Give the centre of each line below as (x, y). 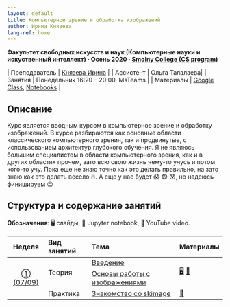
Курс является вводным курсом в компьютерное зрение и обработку (110, 126)
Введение (108, 262)
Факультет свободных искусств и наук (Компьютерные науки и (104, 52)
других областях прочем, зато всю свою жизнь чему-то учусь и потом (111, 162)
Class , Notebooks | (34, 87)
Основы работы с (121, 273)
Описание (30, 109)
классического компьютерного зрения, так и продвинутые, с (97, 140)
